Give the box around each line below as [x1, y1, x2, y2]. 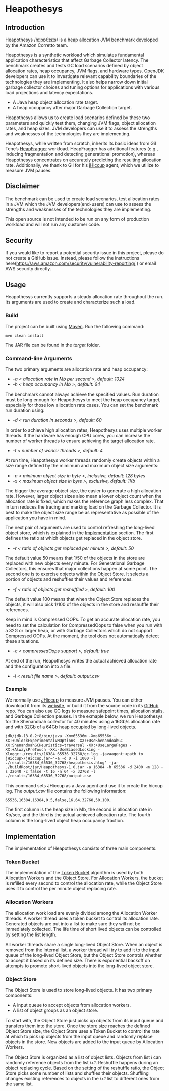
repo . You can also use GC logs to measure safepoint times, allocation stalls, [5, 708, 164, 714]
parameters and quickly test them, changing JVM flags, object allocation [5, 120, 156, 126]
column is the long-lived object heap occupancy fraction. [5, 817, 125, 824]
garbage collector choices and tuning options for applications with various [5, 84, 160, 90]
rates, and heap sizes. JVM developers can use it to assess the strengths [5, 125, 157, 131]
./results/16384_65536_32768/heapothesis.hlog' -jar [5, 760, 119, 765]
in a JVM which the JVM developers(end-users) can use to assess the [5, 201, 151, 207]
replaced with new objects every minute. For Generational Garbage [5, 560, 145, 566]
